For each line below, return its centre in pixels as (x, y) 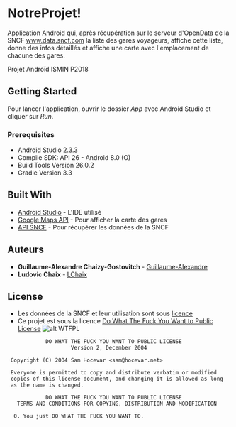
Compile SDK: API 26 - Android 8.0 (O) (74, 158)
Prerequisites (31, 134)
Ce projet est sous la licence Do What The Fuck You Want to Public (116, 321)
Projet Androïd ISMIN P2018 (48, 69)
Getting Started (42, 91)
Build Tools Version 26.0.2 (56, 166)
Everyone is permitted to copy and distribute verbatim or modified (114, 373)
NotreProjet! (44, 13)
